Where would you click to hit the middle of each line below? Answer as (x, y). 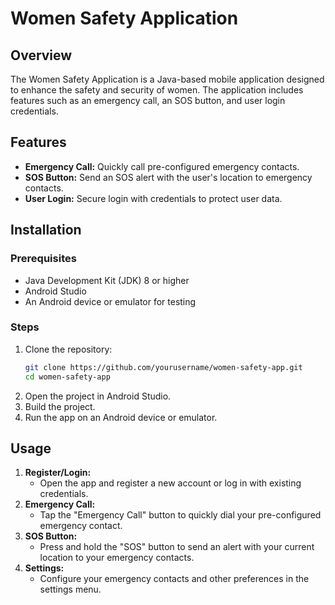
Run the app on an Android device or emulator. (121, 417)
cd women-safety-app (67, 377)
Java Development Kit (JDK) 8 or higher (107, 280)
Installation (46, 230)
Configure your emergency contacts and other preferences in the (174, 579)
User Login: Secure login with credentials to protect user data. (153, 198)
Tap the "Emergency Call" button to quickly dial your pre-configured (180, 515)
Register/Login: (58, 473)
